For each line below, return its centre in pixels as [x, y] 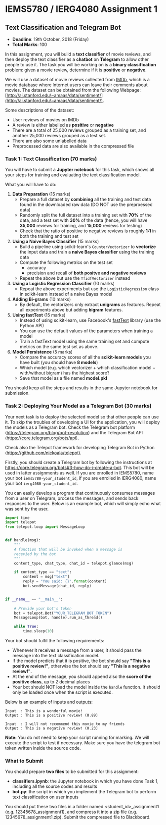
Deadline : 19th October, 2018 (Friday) [50, 39]
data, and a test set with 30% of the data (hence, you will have [83, 220]
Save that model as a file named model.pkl [63, 378]
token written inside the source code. [43, 748]
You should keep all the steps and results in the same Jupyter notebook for [82, 388]
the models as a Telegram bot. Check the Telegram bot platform [70, 427]
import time [17, 518]
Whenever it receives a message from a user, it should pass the [77, 650]
